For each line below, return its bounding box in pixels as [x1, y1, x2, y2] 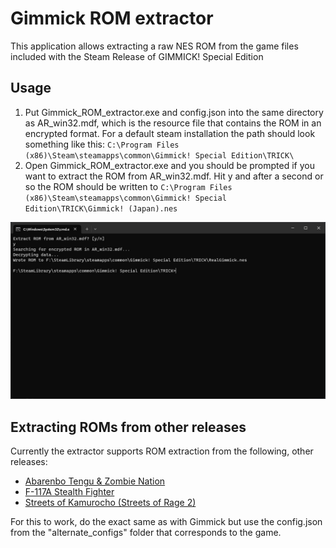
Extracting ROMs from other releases [10, 418, 247, 436]
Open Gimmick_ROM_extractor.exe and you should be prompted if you [24, 159, 315, 171]
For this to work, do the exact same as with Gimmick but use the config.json [10, 516, 323, 528]
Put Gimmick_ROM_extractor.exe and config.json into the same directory [24, 106, 324, 118]
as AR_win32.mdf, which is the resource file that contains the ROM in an [24, 117, 322, 129]
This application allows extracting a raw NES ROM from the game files [10, 40, 299, 52]
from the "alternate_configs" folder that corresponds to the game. [10, 527, 282, 539]
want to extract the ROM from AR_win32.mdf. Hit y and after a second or [24, 170, 324, 182]
